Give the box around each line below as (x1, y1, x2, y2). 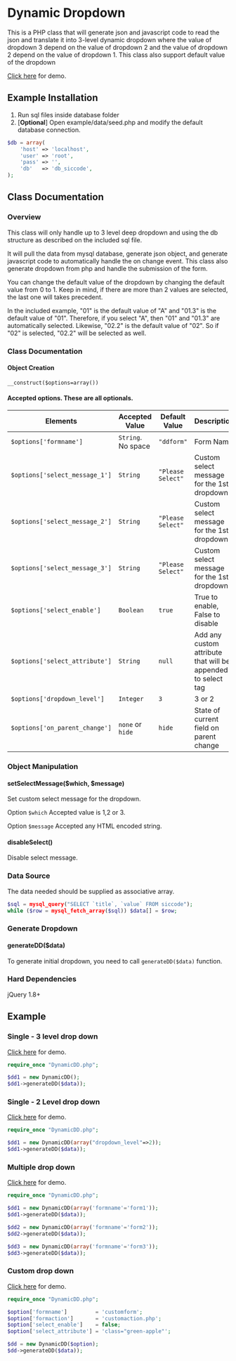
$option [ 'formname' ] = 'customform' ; (7, 1308, 143, 1315)
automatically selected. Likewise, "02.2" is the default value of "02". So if (7, 321, 219, 329)
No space (118, 441, 150, 451)
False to (194, 610, 221, 619)
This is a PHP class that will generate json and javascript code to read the (7, 28, 220, 37)
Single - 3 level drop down (7, 1032, 98, 1041)
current (194, 714, 219, 724)
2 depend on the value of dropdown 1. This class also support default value (7, 51, 225, 59)
